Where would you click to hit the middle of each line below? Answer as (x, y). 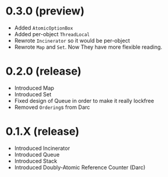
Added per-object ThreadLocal (52, 34)
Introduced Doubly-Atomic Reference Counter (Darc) (80, 167)
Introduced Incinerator (42, 148)
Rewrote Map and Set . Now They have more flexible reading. (88, 47)
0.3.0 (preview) (45, 11)
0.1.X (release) (42, 132)
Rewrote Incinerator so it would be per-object (72, 40)
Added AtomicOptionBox (44, 28)
